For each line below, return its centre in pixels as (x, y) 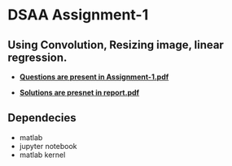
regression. (37, 57)
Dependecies (42, 118)
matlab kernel (42, 155)
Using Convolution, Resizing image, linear (116, 45)
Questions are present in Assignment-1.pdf (94, 77)
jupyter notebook (48, 146)
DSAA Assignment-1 (78, 15)
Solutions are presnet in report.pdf (79, 92)
